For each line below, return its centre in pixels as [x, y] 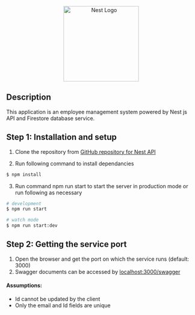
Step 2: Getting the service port [67, 244]
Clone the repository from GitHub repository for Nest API [85, 151]
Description [29, 97]
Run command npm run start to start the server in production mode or [101, 186]
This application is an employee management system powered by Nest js [97, 112]
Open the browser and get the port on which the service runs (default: [102, 259]
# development [24, 203]
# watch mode [23, 220]
